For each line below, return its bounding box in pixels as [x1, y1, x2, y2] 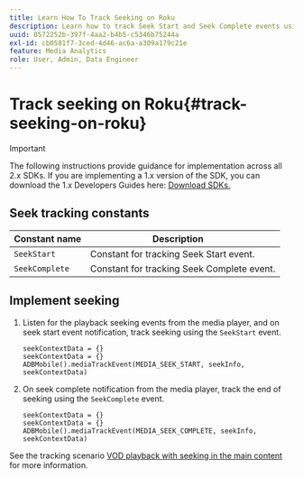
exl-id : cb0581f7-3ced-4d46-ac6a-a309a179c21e [9, 38, 188, 48]
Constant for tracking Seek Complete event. [89, 262, 276, 275]
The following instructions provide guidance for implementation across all [9, 160, 282, 171]
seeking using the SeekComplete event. [22, 393, 165, 404]
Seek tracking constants [9, 206, 151, 221]
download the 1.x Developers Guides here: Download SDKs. [9, 179, 231, 190]
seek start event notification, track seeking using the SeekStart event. [22, 326, 281, 337]
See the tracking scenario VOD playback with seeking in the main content [9, 450, 282, 461]
